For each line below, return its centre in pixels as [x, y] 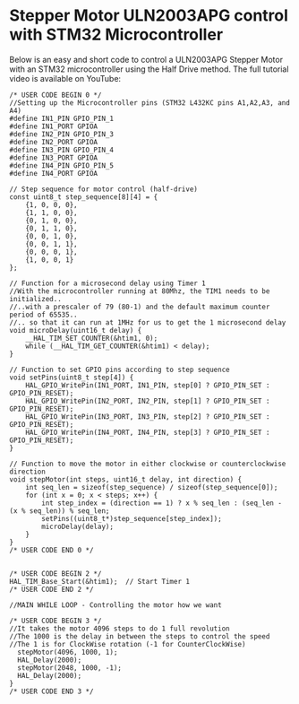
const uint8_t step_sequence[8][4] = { [84, 197]
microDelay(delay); [78, 526]
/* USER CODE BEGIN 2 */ [56, 574]
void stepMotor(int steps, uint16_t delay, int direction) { [126, 479]
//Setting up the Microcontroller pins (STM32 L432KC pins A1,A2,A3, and [150, 103]
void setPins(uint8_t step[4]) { [72, 378]
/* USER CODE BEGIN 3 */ [56, 621]
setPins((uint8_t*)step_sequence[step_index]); [132, 518]
